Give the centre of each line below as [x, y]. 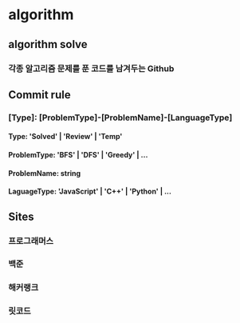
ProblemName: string [45, 173]
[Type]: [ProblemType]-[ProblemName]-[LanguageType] [120, 118]
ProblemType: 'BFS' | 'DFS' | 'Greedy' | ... [78, 155]
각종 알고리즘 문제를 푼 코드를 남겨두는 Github [91, 68]
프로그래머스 [31, 241]
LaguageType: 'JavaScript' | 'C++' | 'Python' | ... [90, 191]
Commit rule [39, 95]
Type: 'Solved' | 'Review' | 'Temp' [65, 137]
